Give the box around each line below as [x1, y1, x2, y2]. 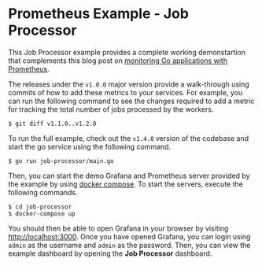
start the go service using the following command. [8, 142, 172, 151]
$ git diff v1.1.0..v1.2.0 [8, 120, 97, 127]
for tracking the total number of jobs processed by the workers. [8, 104, 214, 114]
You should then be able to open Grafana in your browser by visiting [8, 224, 229, 233]
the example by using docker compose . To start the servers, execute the [8, 179, 244, 189]
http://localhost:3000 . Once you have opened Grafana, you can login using [8, 231, 251, 241]
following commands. [8, 187, 78, 197]
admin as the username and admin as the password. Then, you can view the [8, 240, 251, 249]
